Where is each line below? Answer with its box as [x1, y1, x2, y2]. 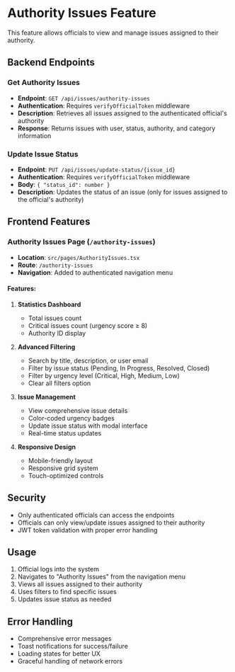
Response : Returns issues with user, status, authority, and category [17, 124, 216, 132]
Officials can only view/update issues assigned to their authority [17, 518, 205, 527]
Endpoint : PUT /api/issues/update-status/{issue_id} [17, 165, 176, 173]
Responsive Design [17, 443, 76, 451]
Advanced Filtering [17, 342, 76, 351]
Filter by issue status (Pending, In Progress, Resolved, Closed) [28, 363, 210, 372]
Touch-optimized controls [28, 471, 104, 479]
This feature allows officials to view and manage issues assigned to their [7, 28, 219, 37]
